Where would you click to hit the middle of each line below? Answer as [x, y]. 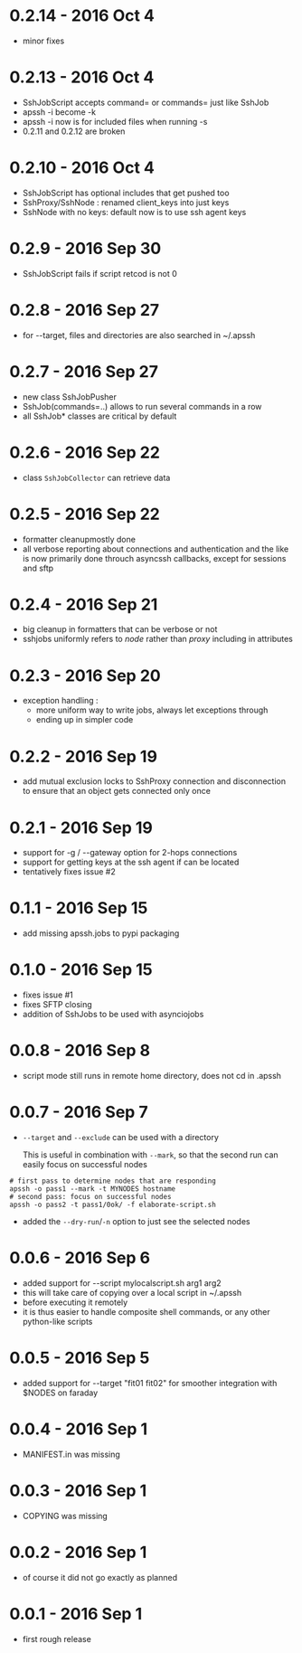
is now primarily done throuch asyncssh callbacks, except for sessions [154, 558]
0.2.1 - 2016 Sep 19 [81, 827]
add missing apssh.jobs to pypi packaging [101, 933]
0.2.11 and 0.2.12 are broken [74, 131]
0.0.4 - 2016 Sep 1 [79, 1429]
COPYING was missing [65, 1516]
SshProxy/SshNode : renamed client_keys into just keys [126, 202]
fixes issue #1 [48, 995]
